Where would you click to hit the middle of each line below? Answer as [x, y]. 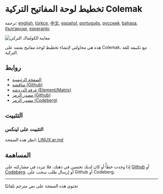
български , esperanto [27, 28]
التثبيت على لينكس [24, 129]
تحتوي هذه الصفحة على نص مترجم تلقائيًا [42, 186]
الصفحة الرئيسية [27, 79]
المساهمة [18, 155]
